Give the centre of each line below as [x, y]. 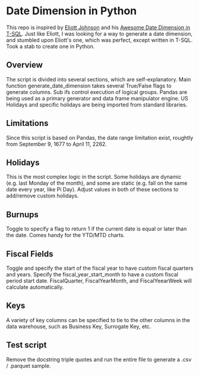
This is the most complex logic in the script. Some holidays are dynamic [94, 177]
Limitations [27, 123]
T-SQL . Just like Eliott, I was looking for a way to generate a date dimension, [99, 33]
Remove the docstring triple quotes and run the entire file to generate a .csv [99, 359]
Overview [25, 65]
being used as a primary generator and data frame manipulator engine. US [97, 98]
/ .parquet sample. [29, 365]
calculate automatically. [35, 287]
